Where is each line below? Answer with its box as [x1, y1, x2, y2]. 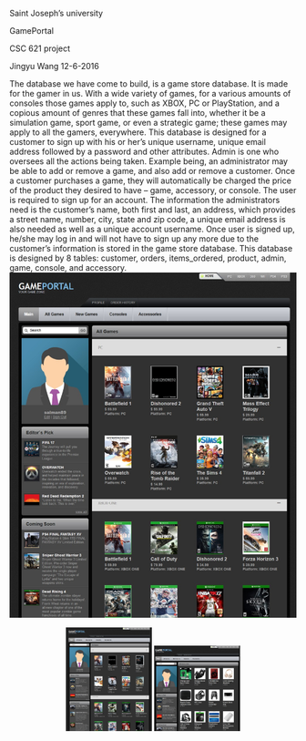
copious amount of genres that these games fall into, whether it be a [9, 108, 266, 118]
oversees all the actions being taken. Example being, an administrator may [9, 156, 289, 167]
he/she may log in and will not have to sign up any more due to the [9, 233, 260, 244]
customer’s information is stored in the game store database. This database [9, 243, 293, 253]
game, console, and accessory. [9, 262, 127, 273]
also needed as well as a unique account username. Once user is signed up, [9, 223, 296, 234]
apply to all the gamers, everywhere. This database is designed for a [9, 127, 267, 138]
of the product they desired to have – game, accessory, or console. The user [9, 185, 297, 195]
